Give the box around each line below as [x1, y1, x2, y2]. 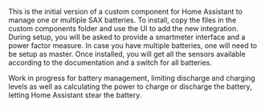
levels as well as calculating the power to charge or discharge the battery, [8, 82, 253, 91]
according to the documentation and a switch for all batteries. [8, 58, 213, 67]
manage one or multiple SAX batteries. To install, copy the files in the [8, 15, 237, 25]
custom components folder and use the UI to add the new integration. [8, 24, 238, 33]
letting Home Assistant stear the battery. [8, 90, 142, 99]
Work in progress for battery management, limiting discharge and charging [8, 74, 255, 82]
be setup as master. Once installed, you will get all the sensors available [8, 50, 247, 58]
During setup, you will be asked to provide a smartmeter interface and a [8, 32, 246, 42]
